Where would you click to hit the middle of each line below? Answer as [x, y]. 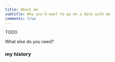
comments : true [21, 18]
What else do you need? [29, 42]
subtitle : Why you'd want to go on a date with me [58, 14]
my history [18, 54]
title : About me [22, 9]
